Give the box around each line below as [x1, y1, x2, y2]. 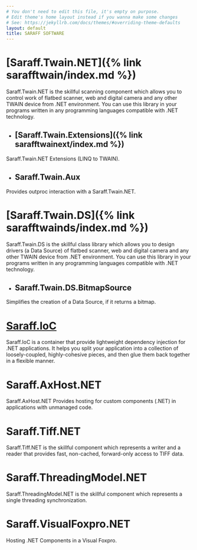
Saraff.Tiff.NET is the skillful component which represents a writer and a [6, 444, 181, 451]
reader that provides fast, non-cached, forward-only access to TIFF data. [6, 450, 185, 457]
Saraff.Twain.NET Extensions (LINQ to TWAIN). [6, 155, 120, 162]
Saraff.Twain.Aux [14, 172, 81, 182]
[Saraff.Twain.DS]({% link [6, 208, 135, 222]
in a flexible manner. [6, 358, 55, 365]
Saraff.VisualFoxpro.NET [6, 518, 131, 531]
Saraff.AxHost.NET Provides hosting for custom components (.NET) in [6, 398, 176, 405]
